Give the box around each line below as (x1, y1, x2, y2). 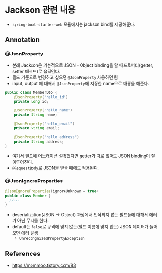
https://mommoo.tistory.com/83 (12, 262, 76, 268)
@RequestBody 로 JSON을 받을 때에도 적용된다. (12, 165, 99, 171)
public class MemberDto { (5, 90, 57, 95)
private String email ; (14, 126, 60, 130)
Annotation (5, 36, 40, 44)
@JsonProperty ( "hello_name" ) (14, 108, 73, 113)
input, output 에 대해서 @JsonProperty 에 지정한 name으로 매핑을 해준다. (12, 80, 149, 86)
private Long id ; (14, 99, 49, 104)
